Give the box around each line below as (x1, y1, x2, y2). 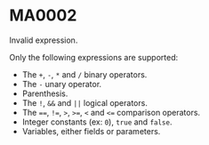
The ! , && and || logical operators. (21, 97, 149, 108)
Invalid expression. (9, 35, 78, 45)
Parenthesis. (21, 88, 68, 99)
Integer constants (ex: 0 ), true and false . (21, 117, 173, 127)
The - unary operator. (21, 78, 102, 89)
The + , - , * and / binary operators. (21, 68, 148, 80)
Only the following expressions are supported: (9, 52, 179, 62)
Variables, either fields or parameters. (21, 125, 161, 136)
